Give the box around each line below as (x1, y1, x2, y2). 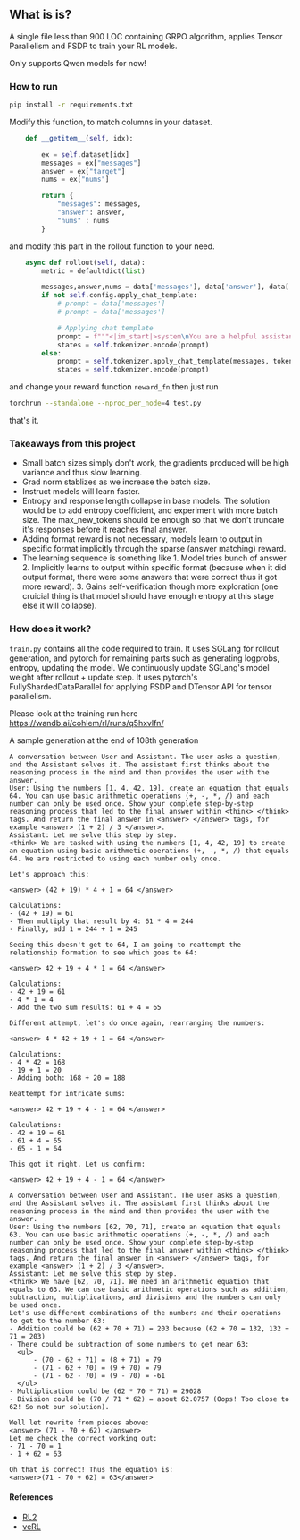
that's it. (9, 415, 39, 426)
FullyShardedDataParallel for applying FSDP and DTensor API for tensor (9, 680, 272, 692)
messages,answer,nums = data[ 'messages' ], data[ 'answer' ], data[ (41, 282, 290, 292)
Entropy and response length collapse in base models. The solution (21, 496, 271, 507)
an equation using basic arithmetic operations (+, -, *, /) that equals (9, 846, 290, 855)
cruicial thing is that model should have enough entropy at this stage (21, 591, 274, 602)
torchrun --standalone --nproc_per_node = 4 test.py (9, 398, 202, 408)
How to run (9, 80, 58, 92)
